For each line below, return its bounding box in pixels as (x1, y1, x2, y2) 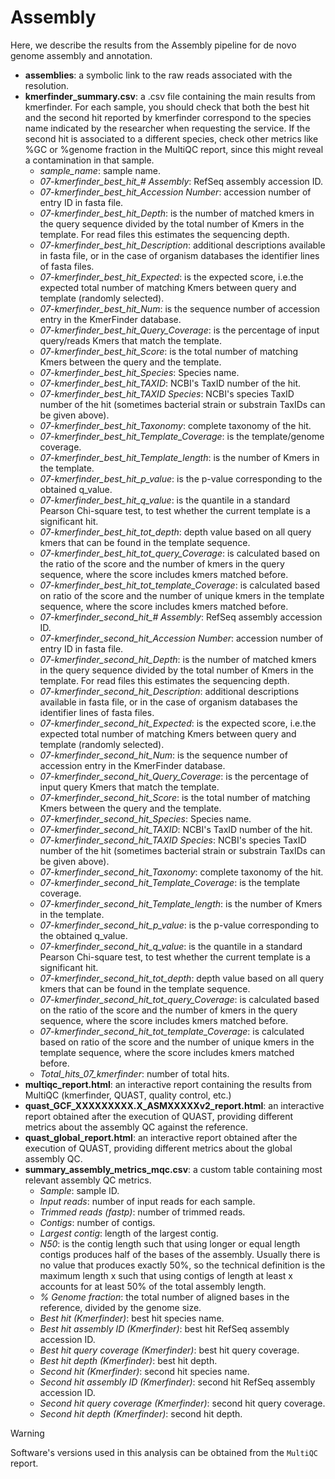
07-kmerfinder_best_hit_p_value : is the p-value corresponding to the (39, 472, 323, 485)
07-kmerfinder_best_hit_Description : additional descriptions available (39, 239, 326, 251)
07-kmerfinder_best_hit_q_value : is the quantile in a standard (39, 494, 291, 506)
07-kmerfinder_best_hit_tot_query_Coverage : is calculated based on (39, 547, 321, 559)
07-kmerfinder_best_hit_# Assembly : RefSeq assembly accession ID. (39, 175, 324, 187)
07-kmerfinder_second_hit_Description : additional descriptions (39, 685, 300, 697)
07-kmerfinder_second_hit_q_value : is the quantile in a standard (39, 940, 303, 952)
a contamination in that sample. (24, 154, 155, 166)
